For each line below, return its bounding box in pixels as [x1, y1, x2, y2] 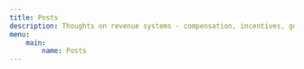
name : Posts [42, 47, 88, 56]
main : [25, 38, 47, 47]
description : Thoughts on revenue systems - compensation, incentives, [9, 22, 285, 30]
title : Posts [9, 13, 59, 22]
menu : [9, 30, 30, 39]
